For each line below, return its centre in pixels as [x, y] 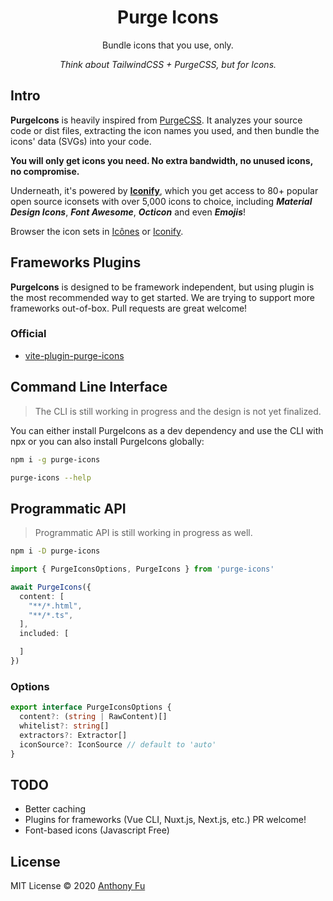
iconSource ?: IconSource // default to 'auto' [118, 744]
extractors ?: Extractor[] [73, 735]
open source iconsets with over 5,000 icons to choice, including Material [161, 201]
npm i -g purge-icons [55, 459]
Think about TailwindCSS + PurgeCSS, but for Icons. [168, 64]
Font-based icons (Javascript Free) [97, 830]
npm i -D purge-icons [55, 551]
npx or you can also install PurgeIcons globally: [107, 441]
